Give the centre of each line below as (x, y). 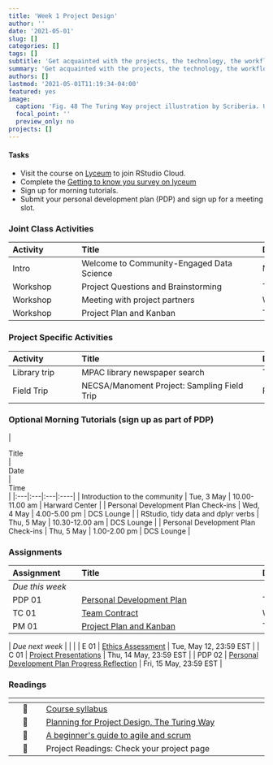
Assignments (35, 551)
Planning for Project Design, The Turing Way (130, 722)
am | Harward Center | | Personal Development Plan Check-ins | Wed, (143, 505)
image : (19, 99)
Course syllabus (77, 709)
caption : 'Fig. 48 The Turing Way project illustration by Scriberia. (138, 106)
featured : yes (32, 91)
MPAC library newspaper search (143, 372)
